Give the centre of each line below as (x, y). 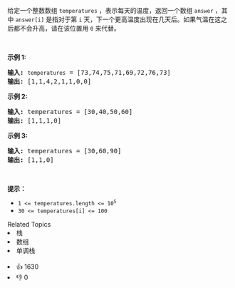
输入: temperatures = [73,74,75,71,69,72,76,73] (89, 72)
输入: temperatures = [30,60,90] (64, 151)
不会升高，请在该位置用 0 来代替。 (70, 28)
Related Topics (29, 224)
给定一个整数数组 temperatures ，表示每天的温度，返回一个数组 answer (110, 10)
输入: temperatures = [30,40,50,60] (70, 112)
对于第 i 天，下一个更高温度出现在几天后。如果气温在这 (140, 19)
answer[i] (30, 20)
